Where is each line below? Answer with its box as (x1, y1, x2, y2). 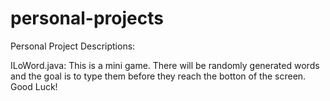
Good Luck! (10, 80, 58, 92)
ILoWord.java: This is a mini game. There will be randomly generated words (10, 59, 320, 71)
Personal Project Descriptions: (10, 40, 136, 52)
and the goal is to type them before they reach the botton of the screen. (10, 70, 307, 82)
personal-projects (10, 7, 164, 30)
